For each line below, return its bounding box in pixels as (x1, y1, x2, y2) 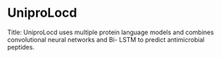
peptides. (7, 43, 35, 51)
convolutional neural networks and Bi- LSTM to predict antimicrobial (7, 35, 205, 43)
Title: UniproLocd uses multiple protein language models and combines (7, 28, 215, 36)
